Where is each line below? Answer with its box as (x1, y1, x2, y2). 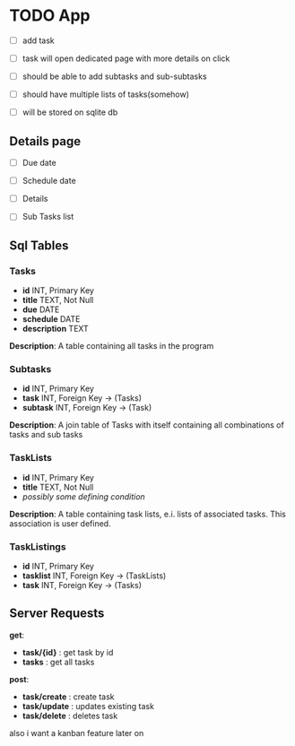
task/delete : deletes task (22, 710, 118, 721)
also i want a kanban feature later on (9, 727, 144, 738)
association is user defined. (9, 517, 111, 529)
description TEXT (22, 324, 90, 334)
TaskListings (9, 540, 66, 552)
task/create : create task (22, 691, 115, 702)
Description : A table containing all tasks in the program (9, 341, 214, 351)
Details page (9, 134, 82, 149)
